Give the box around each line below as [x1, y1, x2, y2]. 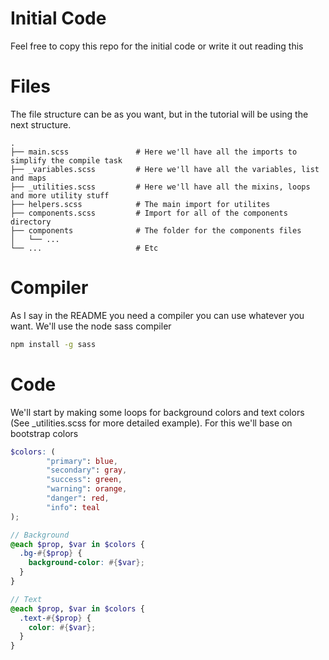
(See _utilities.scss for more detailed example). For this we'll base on [10, 417, 293, 429]
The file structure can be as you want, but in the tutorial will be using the [10, 108, 309, 120]
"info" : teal [46, 502, 101, 512]
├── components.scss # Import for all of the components [10, 208, 288, 218]
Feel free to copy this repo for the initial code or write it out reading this [10, 40, 304, 52]
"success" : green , [46, 475, 123, 485]
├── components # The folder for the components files [10, 225, 302, 236]
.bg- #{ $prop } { [19, 548, 83, 559]
